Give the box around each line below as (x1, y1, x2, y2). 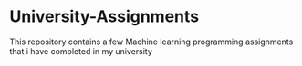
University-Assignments (9, 6, 199, 27)
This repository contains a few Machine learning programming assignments (9, 36, 294, 47)
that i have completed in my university (9, 45, 153, 56)
